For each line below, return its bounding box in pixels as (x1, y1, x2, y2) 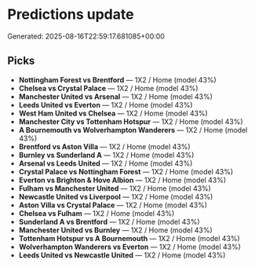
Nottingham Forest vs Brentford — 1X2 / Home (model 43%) (18, 75, 217, 84)
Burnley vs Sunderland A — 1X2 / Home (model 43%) (18, 150, 195, 159)
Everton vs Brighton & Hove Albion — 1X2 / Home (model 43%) (18, 175, 227, 185)
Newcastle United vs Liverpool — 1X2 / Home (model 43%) (18, 192, 213, 201)
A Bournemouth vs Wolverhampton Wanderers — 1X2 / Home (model (18, 125, 248, 134)
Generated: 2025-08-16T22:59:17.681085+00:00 (7, 31, 166, 41)
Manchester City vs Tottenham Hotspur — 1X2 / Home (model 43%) (18, 116, 244, 126)
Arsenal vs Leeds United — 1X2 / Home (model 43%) (18, 159, 193, 168)
